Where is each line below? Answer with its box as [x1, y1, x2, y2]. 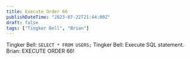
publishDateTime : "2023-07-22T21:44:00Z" [6, 14, 111, 20]
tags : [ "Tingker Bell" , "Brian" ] [6, 25, 89, 31]
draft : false [6, 19, 39, 25]
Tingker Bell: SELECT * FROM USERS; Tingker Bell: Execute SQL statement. [6, 41, 185, 48]
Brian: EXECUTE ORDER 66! [6, 48, 75, 55]
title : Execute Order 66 [6, 8, 68, 15]
